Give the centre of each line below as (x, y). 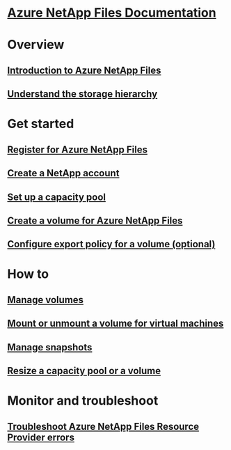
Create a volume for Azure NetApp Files (95, 220)
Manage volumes (46, 300)
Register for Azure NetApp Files (78, 149)
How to (28, 274)
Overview (36, 45)
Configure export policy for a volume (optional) (111, 244)
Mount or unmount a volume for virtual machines (115, 324)
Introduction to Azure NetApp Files (84, 70)
